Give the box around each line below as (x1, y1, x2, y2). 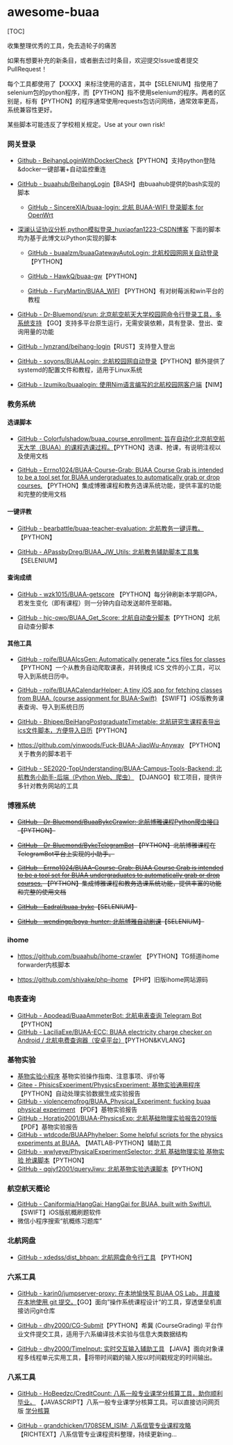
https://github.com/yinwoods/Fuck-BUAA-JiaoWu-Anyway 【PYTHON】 (17, 741, 224, 749)
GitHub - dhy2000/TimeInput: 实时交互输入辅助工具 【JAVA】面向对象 (17, 1344, 218, 1353)
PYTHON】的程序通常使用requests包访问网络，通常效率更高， (43, 96, 222, 105)
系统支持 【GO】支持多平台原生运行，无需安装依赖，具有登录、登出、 (17, 319, 217, 327)
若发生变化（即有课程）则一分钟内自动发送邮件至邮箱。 (17, 598, 175, 607)
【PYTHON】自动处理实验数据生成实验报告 (17, 1089, 141, 1098)
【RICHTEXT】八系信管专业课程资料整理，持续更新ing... (17, 1430, 178, 1439)
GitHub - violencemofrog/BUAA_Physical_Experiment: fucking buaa (17, 1097, 211, 1106)
